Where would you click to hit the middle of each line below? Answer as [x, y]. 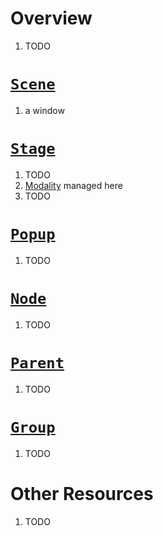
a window [44, 110]
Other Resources [82, 493]
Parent [37, 362]
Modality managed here [73, 185]
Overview [51, 18]
